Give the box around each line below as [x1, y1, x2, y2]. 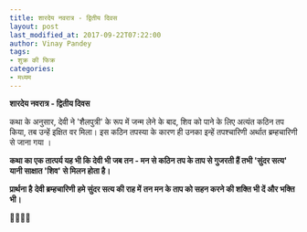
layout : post [9, 22, 59, 31]
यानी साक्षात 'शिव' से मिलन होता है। [9, 165, 111, 176]
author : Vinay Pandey [9, 38, 92, 48]
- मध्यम [9, 73, 32, 82]
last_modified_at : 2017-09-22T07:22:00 [9, 30, 162, 39]
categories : [9, 65, 55, 74]
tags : [9, 47, 30, 57]
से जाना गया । [9, 136, 52, 147]
